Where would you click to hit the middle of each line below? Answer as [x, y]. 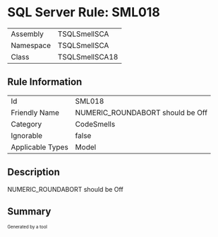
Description [34, 172]
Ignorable [27, 135]
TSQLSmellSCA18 [88, 57]
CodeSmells [95, 124]
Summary [29, 211]
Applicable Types [40, 147]
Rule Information [45, 82]
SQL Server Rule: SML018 [84, 12]
